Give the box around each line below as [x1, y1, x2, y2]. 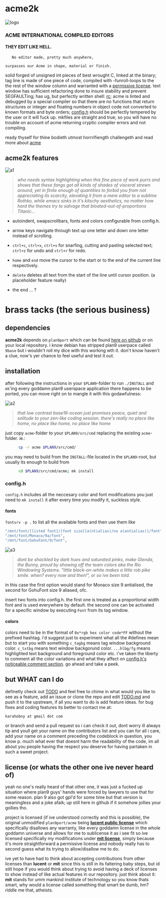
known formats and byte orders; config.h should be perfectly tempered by [5, 109, 157, 115]
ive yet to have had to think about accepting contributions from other [5, 855, 145, 861]
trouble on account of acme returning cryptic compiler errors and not [5, 120, 146, 126]
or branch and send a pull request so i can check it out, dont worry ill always [5, 722, 161, 728]
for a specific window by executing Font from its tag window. [5, 607, 129, 613]
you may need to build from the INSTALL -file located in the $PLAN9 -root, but [5, 454, 157, 460]
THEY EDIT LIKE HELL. [5, 44, 52, 50]
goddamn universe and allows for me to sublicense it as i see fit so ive [5, 830, 148, 836]
